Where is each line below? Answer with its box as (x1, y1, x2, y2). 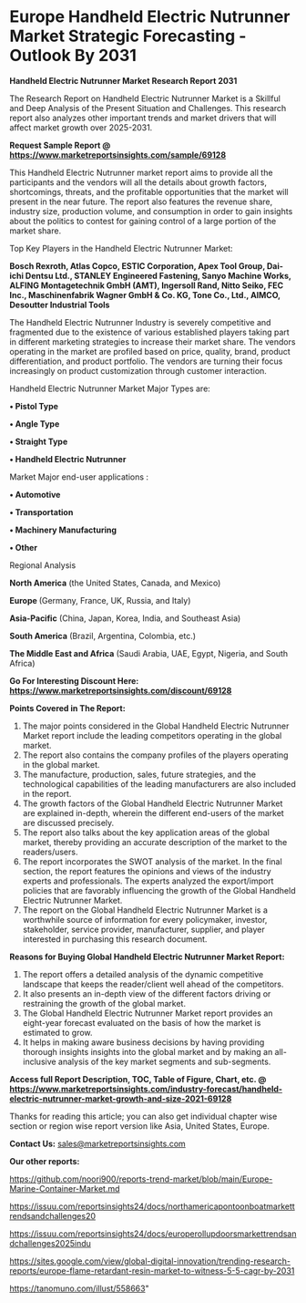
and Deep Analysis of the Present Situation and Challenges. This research (9, 102, 287, 113)
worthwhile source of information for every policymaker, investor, (22, 914, 268, 925)
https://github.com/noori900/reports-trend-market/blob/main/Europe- (9, 1174, 273, 1184)
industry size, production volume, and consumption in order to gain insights (9, 205, 293, 216)
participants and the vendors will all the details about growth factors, (9, 176, 267, 188)
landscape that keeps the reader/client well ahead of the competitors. (22, 978, 284, 989)
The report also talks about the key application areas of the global (22, 827, 270, 838)
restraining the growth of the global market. (22, 998, 187, 1008)
